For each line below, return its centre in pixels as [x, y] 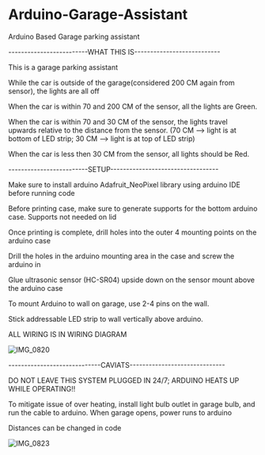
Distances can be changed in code [65, 428]
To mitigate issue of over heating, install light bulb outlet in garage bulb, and [132, 404]
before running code [42, 193]
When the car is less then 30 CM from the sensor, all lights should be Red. [129, 154]
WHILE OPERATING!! [42, 388]
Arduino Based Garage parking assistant [74, 36]
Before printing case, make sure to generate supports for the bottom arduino [133, 208]
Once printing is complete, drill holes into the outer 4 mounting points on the [132, 232]
